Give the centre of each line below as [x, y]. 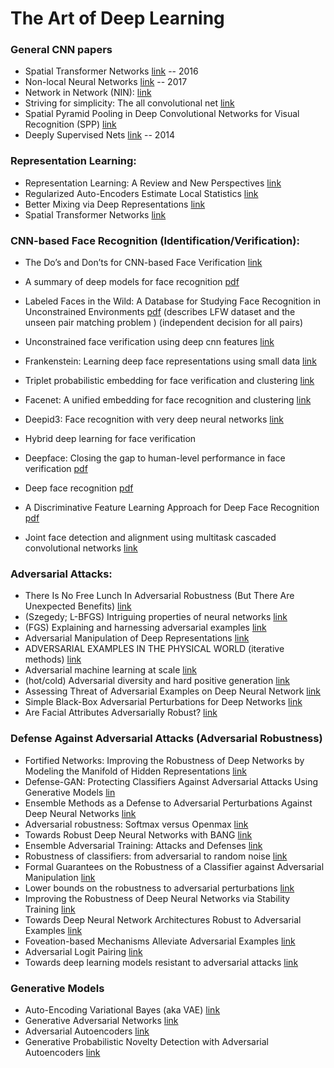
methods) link [53, 659]
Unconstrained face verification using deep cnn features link [149, 342]
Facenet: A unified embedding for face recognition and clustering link [168, 400]
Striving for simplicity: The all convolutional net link [129, 103]
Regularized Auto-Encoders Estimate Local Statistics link [141, 193]
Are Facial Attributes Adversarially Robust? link [121, 713]
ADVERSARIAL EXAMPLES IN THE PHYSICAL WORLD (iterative [154, 649]
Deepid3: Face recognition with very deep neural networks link [154, 419]
